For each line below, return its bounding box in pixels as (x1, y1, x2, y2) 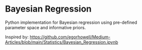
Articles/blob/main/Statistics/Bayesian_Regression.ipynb (5, 39, 118, 45)
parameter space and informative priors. (5, 24, 86, 30)
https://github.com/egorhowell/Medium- (30, 34, 111, 40)
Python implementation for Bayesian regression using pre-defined (5, 19, 137, 25)
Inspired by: (5, 34, 29, 40)
